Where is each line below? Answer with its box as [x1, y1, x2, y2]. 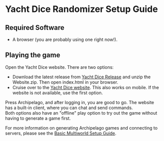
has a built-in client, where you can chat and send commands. [5, 105, 133, 111]
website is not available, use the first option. [12, 90, 103, 96]
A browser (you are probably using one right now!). [12, 36, 118, 42]
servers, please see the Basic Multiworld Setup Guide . [5, 130, 117, 136]
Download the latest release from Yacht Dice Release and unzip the [12, 74, 151, 80]
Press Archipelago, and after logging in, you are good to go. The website [5, 99, 155, 105]
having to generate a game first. [5, 115, 71, 121]
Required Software [5, 23, 65, 32]
